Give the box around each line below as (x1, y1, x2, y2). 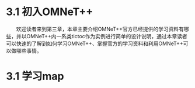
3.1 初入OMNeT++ (6, 5, 93, 19)
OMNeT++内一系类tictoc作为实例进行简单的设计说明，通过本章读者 (26, 32, 188, 39)
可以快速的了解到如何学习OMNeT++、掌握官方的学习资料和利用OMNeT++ (6, 40, 183, 47)
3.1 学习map (6, 70, 64, 83)
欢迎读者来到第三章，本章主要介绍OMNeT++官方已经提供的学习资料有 (16, 25, 184, 32)
